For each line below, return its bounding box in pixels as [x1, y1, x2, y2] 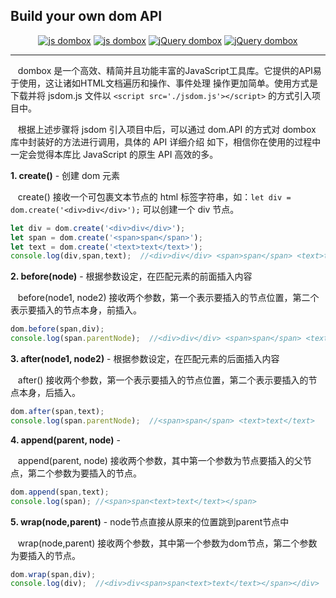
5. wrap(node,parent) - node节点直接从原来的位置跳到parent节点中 [10, 515, 290, 528]
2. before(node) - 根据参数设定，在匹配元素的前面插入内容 [10, 270, 253, 283]
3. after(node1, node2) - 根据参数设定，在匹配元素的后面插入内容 [10, 353, 280, 365]
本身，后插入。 [18, 387, 81, 399]
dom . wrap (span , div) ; [10, 569, 97, 579]
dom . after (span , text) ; [10, 407, 105, 417]
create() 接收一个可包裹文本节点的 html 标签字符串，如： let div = [17, 190, 292, 203]
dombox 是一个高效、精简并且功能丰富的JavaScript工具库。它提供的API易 [17, 64, 322, 76]
